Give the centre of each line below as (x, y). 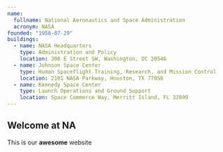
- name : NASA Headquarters (53, 46)
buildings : (23, 40)
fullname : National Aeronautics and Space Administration (100, 20)
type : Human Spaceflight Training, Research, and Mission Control (118, 71)
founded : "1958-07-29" (40, 33)
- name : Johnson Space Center (57, 65)
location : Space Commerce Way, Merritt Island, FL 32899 (104, 98)
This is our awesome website (49, 142)
